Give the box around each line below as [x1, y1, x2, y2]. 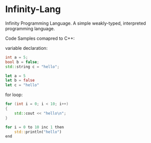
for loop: [5, 92, 23, 98]
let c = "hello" [5, 83, 39, 88]
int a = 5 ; [5, 54, 28, 60]
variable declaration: [5, 45, 48, 51]
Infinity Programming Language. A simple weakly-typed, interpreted [5, 20, 146, 26]
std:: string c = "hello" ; [5, 64, 59, 69]
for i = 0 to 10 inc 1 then [5, 124, 64, 129]
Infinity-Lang [5, 4, 61, 15]
